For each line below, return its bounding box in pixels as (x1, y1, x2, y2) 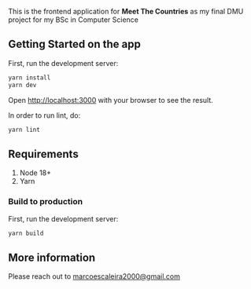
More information (8, 251, 96, 264)
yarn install (8, 74, 51, 82)
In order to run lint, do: (8, 110, 81, 120)
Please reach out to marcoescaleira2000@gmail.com (8, 272, 181, 281)
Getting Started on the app (8, 38, 142, 51)
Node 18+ (19, 168, 52, 177)
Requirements (8, 147, 79, 160)
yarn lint (8, 126, 41, 134)
